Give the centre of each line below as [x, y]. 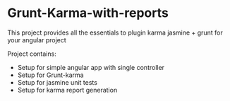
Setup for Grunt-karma [50, 75]
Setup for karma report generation [67, 90]
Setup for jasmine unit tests [57, 82]
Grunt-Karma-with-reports [88, 13]
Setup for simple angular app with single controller [91, 67]
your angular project [37, 40]
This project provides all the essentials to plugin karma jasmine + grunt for [115, 32]
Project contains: [32, 54]
